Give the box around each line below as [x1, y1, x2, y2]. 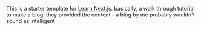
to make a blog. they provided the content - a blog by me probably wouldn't [6, 11, 195, 18]
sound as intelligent [6, 18, 56, 24]
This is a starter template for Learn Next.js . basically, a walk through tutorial [6, 5, 195, 12]
